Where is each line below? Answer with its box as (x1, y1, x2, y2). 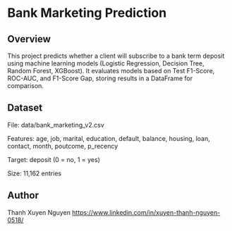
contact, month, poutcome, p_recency (7, 142, 118, 150)
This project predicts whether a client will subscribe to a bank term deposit (7, 51, 225, 60)
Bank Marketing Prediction (7, 5, 167, 21)
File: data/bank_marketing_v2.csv (7, 120, 104, 129)
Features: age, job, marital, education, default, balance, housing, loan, (7, 134, 210, 142)
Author (7, 189, 39, 201)
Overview (7, 33, 51, 45)
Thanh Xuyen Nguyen (7, 208, 71, 216)
